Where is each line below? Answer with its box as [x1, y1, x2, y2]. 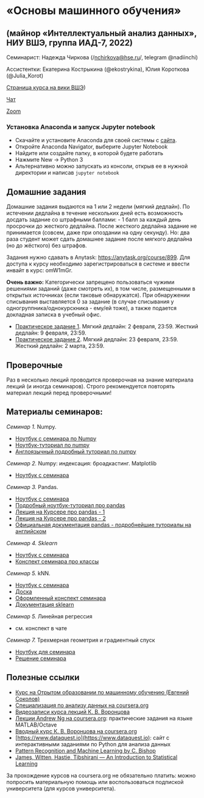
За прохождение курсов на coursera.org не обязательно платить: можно [6, 772, 196, 779]
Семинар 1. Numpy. [6, 423, 57, 430]
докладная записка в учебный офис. [6, 311, 102, 318]
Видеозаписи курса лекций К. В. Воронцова [15, 708, 130, 715]
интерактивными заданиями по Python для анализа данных [15, 740, 171, 748]
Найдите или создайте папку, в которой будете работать [15, 150, 163, 157]
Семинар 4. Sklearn [6, 539, 58, 546]
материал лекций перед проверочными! [6, 389, 111, 396]
